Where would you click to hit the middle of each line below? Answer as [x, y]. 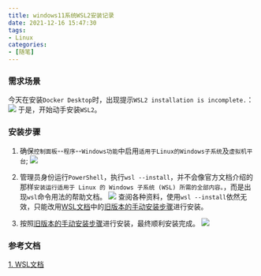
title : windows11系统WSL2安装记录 [61, 15]
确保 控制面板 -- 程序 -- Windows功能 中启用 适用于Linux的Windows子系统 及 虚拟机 [133, 151]
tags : [17, 30]
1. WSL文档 [26, 264]
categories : [28, 45]
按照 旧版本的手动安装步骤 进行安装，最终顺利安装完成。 [109, 223]
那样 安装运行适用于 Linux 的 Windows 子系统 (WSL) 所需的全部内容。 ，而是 [132, 187]
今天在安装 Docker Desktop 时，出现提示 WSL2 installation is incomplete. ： [131, 100]
